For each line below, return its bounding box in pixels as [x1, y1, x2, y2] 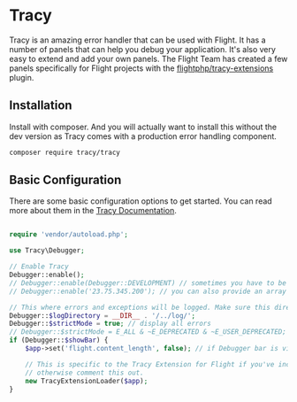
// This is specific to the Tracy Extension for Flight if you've [25, 359, 275, 368]
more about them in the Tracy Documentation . [9, 205, 177, 216]
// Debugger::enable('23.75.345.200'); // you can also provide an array [9, 287, 287, 296]
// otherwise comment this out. [25, 368, 144, 377]
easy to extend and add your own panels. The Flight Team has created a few [9, 53, 288, 64]
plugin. [9, 72, 34, 82]
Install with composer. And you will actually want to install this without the [9, 121, 277, 132]
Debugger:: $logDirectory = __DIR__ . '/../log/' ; [9, 311, 196, 320]
